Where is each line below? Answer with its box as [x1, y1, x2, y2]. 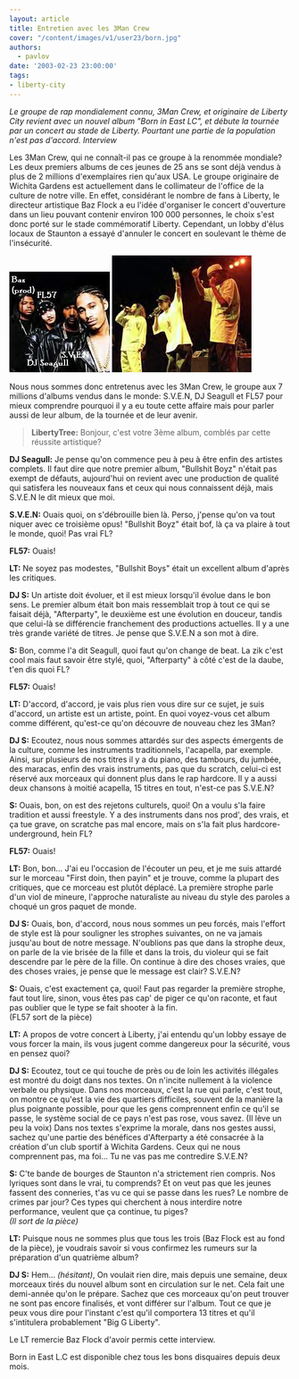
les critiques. [9, 572, 57, 583]
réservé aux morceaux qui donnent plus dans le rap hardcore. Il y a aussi [9, 773, 278, 783]
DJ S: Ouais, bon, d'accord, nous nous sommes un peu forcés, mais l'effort [9, 918, 286, 929]
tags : [9, 72, 29, 80]
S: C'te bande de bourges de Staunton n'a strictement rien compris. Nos [9, 1168, 276, 1179]
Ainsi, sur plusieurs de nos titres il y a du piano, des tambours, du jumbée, [9, 754, 281, 765]
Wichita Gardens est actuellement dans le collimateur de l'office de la [9, 180, 265, 191]
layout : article [9, 14, 70, 23]
